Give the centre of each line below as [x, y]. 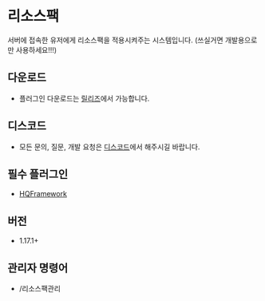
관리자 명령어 [38, 268]
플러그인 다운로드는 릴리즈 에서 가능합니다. [84, 98]
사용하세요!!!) [36, 50]
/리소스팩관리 [40, 289]
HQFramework [43, 194]
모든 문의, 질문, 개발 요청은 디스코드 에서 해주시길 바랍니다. [109, 147]
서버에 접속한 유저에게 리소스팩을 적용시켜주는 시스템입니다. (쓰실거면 [116, 40]
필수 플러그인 [38, 174]
